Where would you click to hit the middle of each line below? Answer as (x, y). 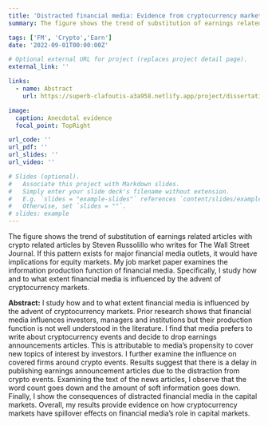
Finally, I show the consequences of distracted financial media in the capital (133, 396)
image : (19, 110)
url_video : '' (32, 162)
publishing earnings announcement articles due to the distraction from (124, 371)
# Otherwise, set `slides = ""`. (67, 206)
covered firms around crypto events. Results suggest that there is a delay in (133, 362)
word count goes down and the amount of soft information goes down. (124, 388)
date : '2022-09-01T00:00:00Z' (59, 45)
